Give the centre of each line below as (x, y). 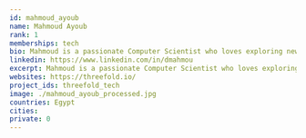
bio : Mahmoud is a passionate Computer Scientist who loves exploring (146, 52)
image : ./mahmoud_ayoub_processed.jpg (83, 94)
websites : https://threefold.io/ (73, 77)
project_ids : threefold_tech (65, 85)
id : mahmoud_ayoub (44, 18)
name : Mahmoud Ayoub (49, 26)
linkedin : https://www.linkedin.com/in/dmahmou (102, 60)
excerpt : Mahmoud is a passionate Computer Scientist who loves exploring (154, 69)
